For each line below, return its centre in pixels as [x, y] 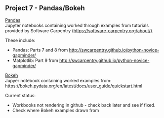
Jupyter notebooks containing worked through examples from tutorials [77, 25]
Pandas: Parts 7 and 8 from [40, 50]
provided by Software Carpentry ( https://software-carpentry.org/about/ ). [79, 30]
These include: [20, 40]
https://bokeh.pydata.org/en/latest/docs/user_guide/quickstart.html [74, 86]
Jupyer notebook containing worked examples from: [58, 80]
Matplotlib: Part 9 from [35, 60]
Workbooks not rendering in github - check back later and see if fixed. [84, 105]
